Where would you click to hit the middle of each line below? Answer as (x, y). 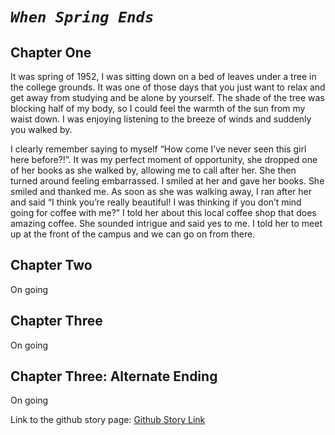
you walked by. (41, 129)
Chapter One (51, 52)
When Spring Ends (82, 17)
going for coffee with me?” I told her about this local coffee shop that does (163, 212)
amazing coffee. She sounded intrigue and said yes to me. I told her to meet (166, 223)
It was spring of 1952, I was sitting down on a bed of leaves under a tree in (163, 76)
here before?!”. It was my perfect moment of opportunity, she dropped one (164, 159)
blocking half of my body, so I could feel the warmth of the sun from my (158, 108)
